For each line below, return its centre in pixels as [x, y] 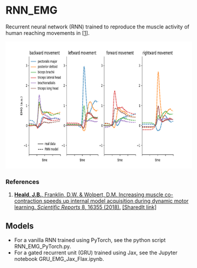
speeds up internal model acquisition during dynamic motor [116, 201]
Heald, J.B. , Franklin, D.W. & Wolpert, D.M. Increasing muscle [89, 195]
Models [20, 226]
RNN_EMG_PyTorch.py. [43, 247]
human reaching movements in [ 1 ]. [48, 33]
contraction [28, 201]
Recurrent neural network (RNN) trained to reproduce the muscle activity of [98, 27]
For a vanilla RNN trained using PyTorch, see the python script [90, 240]
